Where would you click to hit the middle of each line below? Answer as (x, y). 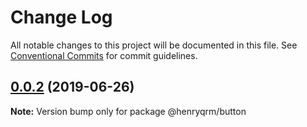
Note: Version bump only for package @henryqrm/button (128, 111)
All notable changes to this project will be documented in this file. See (154, 45)
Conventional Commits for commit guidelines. (104, 55)
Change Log (61, 17)
